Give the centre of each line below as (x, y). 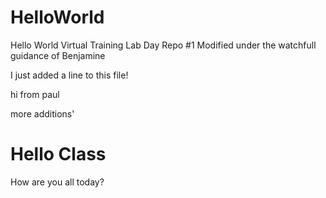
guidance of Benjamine (58, 55)
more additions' (42, 113)
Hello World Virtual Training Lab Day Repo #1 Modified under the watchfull (163, 45)
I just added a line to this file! (69, 75)
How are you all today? (57, 182)
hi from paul (35, 94)
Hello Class (58, 154)
